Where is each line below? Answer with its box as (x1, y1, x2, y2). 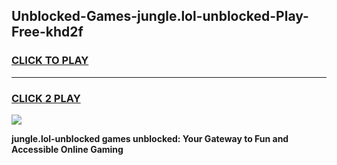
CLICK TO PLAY (11, 54, 89, 68)
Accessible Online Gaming (11, 143, 124, 155)
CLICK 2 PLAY (11, 91, 81, 105)
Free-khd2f (11, 24, 84, 41)
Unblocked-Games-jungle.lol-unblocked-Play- (11, 8, 309, 25)
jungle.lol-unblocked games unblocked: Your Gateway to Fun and (11, 132, 289, 144)
